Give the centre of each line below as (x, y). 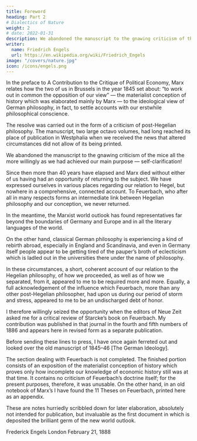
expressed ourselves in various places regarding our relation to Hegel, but (96, 185)
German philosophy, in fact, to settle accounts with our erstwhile (84, 108)
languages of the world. (35, 228)
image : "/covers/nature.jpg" (42, 60)
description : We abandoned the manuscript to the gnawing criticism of (95, 39)
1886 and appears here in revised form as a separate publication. (84, 330)
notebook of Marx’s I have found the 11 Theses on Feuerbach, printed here (96, 391)
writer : (16, 45)
